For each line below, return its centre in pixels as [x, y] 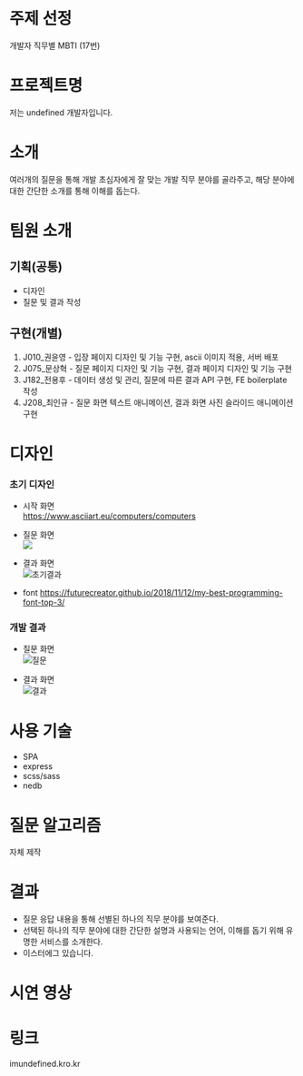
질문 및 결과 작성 [52, 301]
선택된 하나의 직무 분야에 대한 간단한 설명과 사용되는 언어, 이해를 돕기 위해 [153, 931]
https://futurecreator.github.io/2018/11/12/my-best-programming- [161, 593]
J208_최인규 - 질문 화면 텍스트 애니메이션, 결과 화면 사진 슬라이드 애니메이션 [158, 402]
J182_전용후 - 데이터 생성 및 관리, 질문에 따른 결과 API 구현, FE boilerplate [155, 380]
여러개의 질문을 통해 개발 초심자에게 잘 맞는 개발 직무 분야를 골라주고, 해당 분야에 [152, 179]
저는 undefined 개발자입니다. [61, 112]
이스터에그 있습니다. [58, 953]
